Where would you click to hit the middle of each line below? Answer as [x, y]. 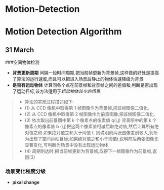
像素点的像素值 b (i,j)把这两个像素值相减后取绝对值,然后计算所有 [89, 126]
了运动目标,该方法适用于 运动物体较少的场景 [56, 91]
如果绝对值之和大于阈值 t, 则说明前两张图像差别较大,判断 [101, 133]
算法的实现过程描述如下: [49, 102]
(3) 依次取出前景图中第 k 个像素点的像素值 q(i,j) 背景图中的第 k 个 [91, 120]
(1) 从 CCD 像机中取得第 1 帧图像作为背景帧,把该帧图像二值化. [87, 108]
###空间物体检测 [22, 62]
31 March [20, 50]
